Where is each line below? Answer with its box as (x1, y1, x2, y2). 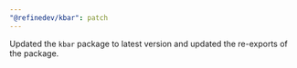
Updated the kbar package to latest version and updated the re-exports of (9, 38, 288, 49)
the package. (9, 47, 59, 59)
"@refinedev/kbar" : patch (9, 13, 108, 23)
